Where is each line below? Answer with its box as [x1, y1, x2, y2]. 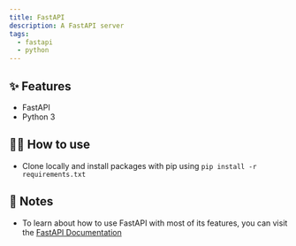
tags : [9, 29, 29, 38]
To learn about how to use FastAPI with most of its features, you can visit [21, 218, 288, 228]
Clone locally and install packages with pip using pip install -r [21, 160, 257, 171]
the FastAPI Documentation [21, 227, 122, 237]
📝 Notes [9, 194, 54, 209]
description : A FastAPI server [9, 21, 125, 30]
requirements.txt [21, 170, 87, 179]
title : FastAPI [9, 12, 65, 22]
